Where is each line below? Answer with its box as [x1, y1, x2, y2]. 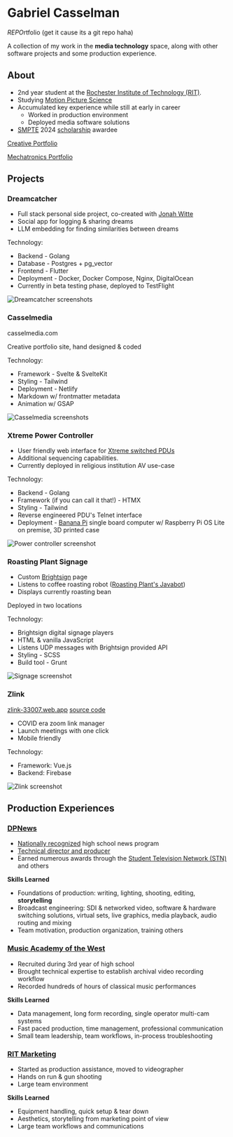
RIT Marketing [7, 1049, 57, 1058]
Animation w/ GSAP [17, 399, 75, 408]
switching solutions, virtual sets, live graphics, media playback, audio [17, 911, 217, 920]
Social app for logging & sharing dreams [17, 217, 134, 226]
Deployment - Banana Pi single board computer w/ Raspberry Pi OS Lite [17, 518, 225, 527]
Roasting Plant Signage [7, 556, 89, 566]
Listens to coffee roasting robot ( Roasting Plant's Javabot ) [17, 580, 186, 588]
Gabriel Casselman [7, 5, 120, 21]
